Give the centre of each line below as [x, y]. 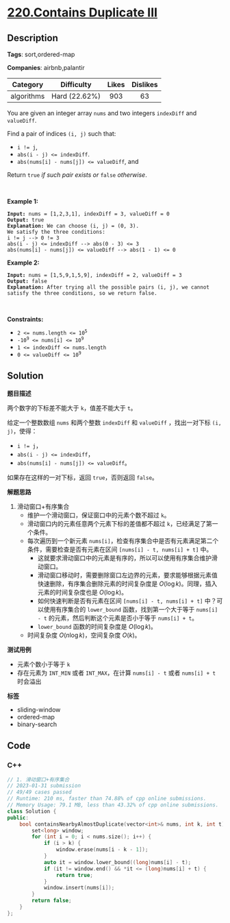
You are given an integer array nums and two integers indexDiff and [102, 113]
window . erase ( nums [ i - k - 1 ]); [102, 850]
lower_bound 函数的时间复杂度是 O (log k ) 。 [97, 626]
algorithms [28, 96]
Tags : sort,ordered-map [41, 54]
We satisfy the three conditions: [56, 232]
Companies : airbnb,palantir [46, 68]
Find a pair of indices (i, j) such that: [62, 134]
